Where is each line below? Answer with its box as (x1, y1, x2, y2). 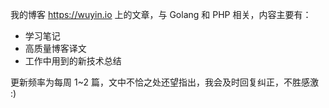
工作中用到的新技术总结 (24, 55, 122, 67)
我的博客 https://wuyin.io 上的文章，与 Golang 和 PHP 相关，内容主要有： (10, 9, 312, 20)
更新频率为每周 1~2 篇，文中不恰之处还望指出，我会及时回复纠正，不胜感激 (10, 76, 319, 88)
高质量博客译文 (24, 43, 87, 54)
